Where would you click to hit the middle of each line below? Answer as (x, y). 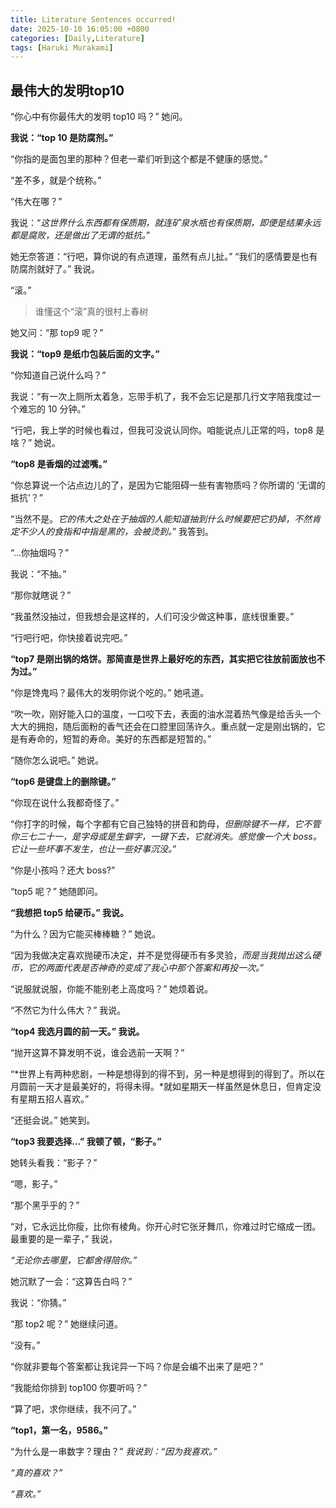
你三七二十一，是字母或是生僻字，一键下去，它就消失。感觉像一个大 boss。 (166, 837)
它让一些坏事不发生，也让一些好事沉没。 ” (93, 849)
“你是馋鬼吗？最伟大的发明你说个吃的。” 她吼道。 (110, 693)
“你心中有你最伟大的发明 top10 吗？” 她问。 (99, 117)
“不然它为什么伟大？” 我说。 (68, 1010)
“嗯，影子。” (34, 1184)
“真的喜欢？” (36, 1473)
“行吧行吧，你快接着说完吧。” (69, 638)
